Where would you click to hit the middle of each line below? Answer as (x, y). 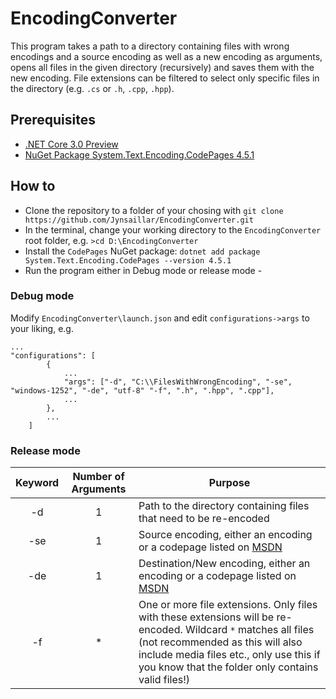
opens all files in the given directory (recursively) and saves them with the (162, 67)
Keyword (37, 483)
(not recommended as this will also (220, 642)
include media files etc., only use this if (229, 655)
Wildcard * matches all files (250, 630)
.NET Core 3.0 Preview (71, 144)
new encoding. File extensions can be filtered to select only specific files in (165, 78)
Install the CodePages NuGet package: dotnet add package (142, 251)
